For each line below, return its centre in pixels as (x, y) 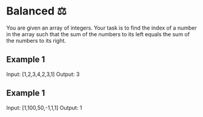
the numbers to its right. (36, 40)
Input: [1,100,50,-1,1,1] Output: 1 (44, 107)
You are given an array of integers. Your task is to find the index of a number (101, 28)
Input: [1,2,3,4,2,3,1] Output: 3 (43, 74)
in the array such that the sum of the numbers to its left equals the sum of (98, 34)
